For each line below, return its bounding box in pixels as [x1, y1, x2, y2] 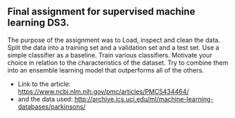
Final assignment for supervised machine [7, 6, 196, 18]
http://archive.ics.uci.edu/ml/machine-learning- [74, 95, 214, 103]
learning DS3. [7, 17, 70, 29]
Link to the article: [17, 80, 71, 88]
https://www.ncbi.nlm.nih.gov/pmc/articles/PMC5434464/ [17, 87, 189, 95]
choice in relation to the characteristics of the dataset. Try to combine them [7, 58, 229, 67]
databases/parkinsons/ [17, 102, 86, 111]
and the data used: [17, 95, 73, 103]
